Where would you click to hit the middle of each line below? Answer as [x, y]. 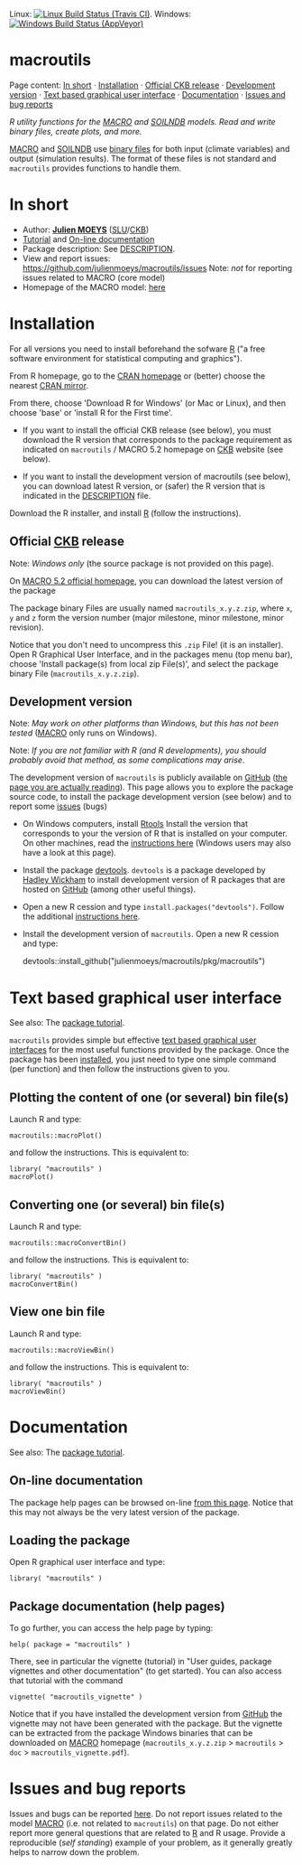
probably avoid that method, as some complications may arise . [127, 760]
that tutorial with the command [66, 1681]
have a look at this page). [69, 853]
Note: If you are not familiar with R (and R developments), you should [138, 751]
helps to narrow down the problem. [74, 1852]
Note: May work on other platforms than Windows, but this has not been [144, 724]
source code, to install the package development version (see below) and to [151, 797]
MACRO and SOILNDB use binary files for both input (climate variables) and [150, 148]
